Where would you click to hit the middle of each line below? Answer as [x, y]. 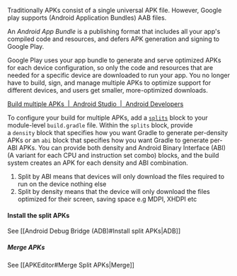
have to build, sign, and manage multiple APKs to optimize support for [109, 83]
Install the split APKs [39, 215]
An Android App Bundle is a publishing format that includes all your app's [114, 31]
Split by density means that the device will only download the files [114, 191]
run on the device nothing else [62, 184]
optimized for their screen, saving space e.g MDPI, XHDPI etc [107, 199]
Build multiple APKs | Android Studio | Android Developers [96, 104]
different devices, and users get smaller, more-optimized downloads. [108, 90]
